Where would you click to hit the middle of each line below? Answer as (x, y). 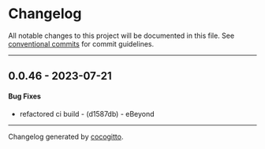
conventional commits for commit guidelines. (81, 43)
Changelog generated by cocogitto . (66, 136)
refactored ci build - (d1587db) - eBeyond (87, 114)
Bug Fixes (25, 96)
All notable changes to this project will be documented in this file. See (121, 35)
